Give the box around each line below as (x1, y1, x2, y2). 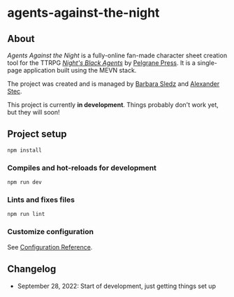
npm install (7, 147, 42, 154)
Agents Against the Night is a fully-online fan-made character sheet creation (7, 51, 228, 59)
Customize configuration (7, 227, 94, 237)
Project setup (7, 128, 68, 140)
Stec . (7, 87, 22, 95)
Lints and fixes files (7, 195, 75, 205)
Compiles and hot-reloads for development (7, 163, 157, 173)
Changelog (7, 263, 57, 275)
